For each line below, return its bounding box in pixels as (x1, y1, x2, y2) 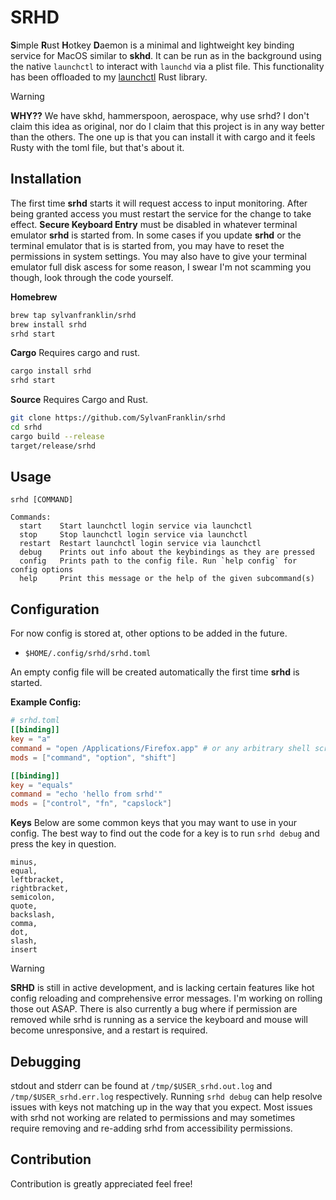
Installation (10, 171, 82, 188)
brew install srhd (10, 319, 87, 330)
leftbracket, (10, 875, 65, 885)
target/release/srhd (10, 441, 97, 451)
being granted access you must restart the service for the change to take (10, 207, 312, 220)
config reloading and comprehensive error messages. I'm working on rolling (10, 992, 323, 1005)
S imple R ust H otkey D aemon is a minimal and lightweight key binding (10, 39, 295, 51)
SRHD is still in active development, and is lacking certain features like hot (10, 982, 315, 994)
